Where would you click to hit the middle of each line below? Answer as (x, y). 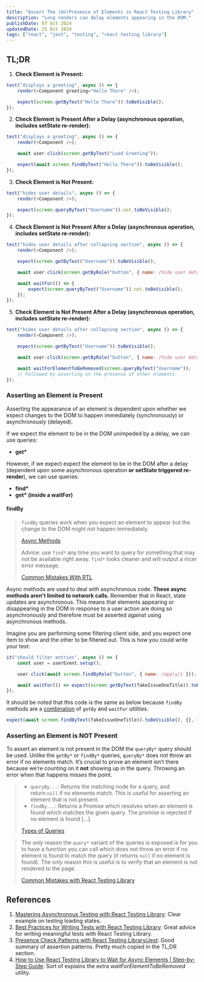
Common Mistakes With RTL (57, 577)
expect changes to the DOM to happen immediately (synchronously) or (95, 415)
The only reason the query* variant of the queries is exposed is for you (109, 843)
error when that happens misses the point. (59, 775)
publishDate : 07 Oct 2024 (39, 23)
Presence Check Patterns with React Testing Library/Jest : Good (95, 941)
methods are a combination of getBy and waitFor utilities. (77, 709)
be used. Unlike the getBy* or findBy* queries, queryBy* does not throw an (99, 755)
